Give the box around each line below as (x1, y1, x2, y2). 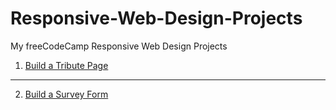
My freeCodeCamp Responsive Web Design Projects (10, 40, 228, 52)
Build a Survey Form (24, 88, 109, 100)
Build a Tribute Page (24, 59, 109, 71)
